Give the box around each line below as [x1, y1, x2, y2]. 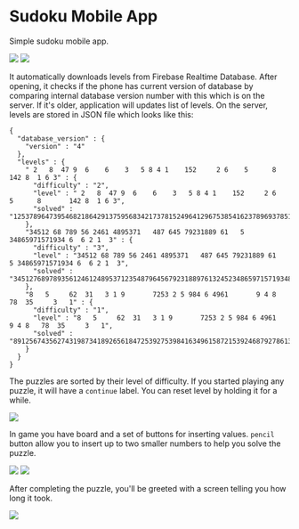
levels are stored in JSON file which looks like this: [9, 109, 194, 119]
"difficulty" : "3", [32, 243, 109, 252]
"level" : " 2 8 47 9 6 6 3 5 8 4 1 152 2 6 [32, 189, 277, 198]
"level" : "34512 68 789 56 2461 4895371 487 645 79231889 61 [32, 251, 277, 260]
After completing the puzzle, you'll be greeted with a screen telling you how [9, 483, 287, 493]
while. [9, 395, 31, 405]
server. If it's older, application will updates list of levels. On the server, [9, 100, 269, 110]
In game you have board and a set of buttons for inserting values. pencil [9, 428, 275, 439]
